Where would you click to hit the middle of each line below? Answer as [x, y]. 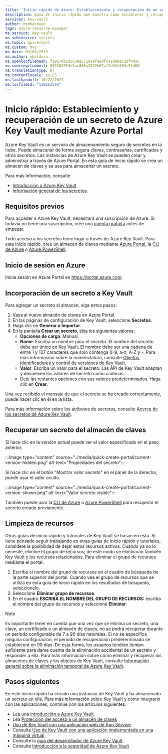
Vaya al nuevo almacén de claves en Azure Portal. [64, 315]
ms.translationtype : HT [30, 71]
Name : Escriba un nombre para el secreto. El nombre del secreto [87, 341]
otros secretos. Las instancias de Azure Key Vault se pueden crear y [75, 155]
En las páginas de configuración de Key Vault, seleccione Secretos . [82, 320]
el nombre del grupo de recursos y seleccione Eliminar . [70, 604]
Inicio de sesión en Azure [45, 265]
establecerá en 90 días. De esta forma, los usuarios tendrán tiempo [74, 645]
